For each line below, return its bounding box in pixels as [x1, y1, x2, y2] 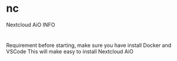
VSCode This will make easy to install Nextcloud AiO [6, 48, 134, 55]
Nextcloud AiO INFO [6, 21, 55, 28]
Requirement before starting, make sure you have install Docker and [6, 42, 172, 49]
